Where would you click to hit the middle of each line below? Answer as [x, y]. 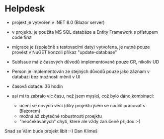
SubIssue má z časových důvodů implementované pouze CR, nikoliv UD [85, 62]
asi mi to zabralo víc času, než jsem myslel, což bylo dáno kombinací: [83, 96]
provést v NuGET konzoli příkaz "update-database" [64, 52]
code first [22, 37]
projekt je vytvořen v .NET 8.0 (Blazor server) [58, 22]
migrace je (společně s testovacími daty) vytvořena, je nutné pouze [81, 47]
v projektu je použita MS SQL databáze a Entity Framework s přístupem [85, 32]
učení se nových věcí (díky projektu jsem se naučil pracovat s [82, 105]
